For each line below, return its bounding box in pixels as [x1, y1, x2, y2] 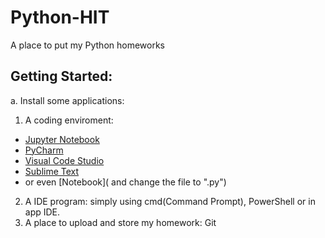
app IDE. [24, 206, 61, 218]
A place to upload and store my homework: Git [24, 216, 217, 228]
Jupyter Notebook [24, 133, 100, 145]
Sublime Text [24, 165, 80, 177]
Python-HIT [10, 6, 110, 29]
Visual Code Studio [24, 154, 105, 166]
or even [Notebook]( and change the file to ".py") [24, 176, 227, 188]
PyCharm [24, 144, 64, 156]
